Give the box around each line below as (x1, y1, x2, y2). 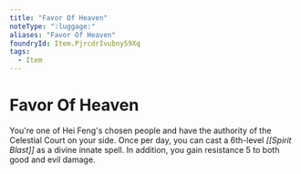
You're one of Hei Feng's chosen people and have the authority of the (9, 125, 272, 136)
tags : (9, 47, 30, 56)
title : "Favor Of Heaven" (9, 13, 108, 23)
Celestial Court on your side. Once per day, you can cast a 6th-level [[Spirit (9, 134, 292, 146)
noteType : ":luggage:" (9, 22, 96, 31)
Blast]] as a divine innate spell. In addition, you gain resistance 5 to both (9, 144, 280, 155)
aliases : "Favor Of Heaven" (9, 30, 117, 39)
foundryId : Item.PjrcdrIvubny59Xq (9, 38, 141, 48)
